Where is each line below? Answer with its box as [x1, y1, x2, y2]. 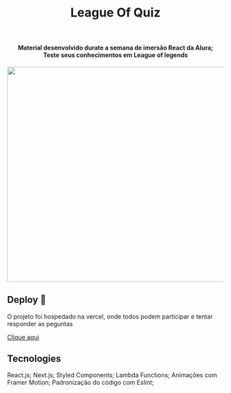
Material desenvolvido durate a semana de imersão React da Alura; [17, 43, 214, 52]
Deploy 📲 [7, 294, 47, 306]
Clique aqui [7, 332, 40, 341]
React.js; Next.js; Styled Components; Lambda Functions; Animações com [7, 371, 218, 379]
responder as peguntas [7, 319, 74, 328]
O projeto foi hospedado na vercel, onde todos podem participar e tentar [7, 312, 213, 321]
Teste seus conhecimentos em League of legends [43, 51, 188, 59]
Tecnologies [7, 353, 61, 364]
